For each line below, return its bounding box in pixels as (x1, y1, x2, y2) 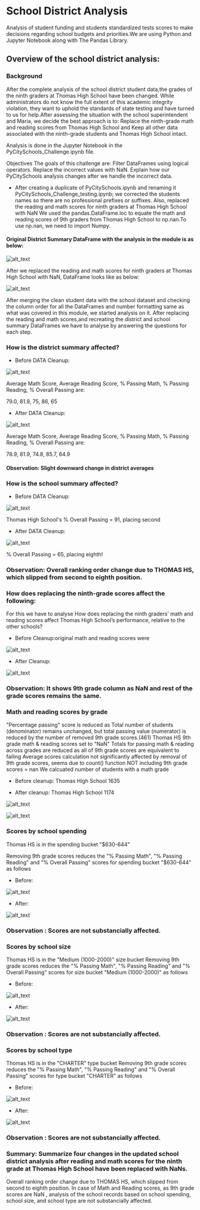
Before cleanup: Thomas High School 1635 (14, 778, 121, 785)
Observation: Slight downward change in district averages (6, 464, 154, 471)
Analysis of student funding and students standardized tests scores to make (6, 24, 193, 31)
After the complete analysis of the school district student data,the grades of (6, 86, 193, 93)
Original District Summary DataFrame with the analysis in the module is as (6, 236, 194, 243)
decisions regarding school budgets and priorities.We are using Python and (6, 30, 192, 37)
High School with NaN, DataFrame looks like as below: (6, 273, 140, 281)
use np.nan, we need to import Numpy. (14, 222, 111, 229)
